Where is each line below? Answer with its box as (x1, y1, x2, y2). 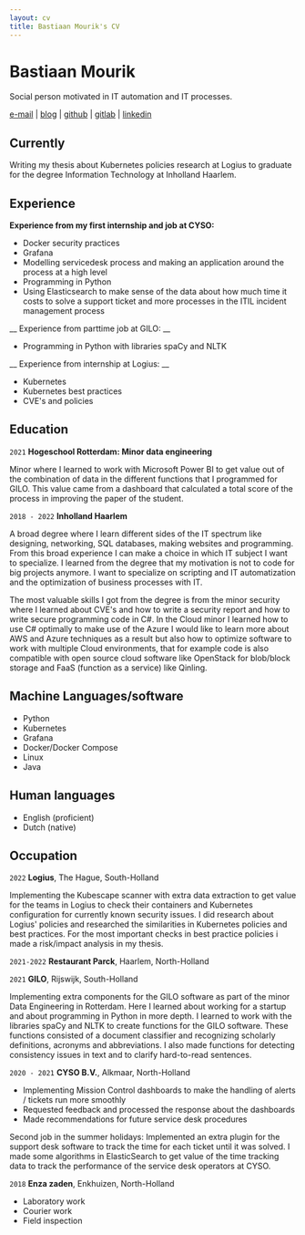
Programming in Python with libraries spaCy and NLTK (22, 341, 228, 352)
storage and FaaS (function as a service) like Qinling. (9, 662, 208, 673)
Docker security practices (22, 238, 120, 249)
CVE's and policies (22, 396, 94, 407)
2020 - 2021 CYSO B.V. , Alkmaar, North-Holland (9, 1067, 191, 1078)
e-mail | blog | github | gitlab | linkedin (9, 109, 152, 119)
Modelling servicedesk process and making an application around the (22, 257, 285, 268)
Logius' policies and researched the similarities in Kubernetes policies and (9, 918, 288, 930)
